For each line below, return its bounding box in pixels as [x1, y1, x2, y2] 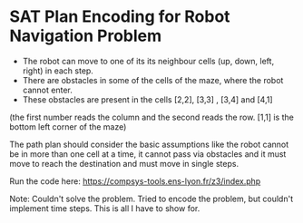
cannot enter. [22, 84, 73, 95]
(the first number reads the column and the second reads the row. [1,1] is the [9, 111, 295, 122]
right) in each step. [22, 65, 93, 76]
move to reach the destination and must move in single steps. [9, 158, 239, 169]
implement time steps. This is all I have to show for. [9, 202, 200, 214]
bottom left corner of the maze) [9, 121, 127, 132]
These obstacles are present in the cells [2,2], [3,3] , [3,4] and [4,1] [22, 93, 274, 105]
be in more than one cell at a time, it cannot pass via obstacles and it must [9, 148, 287, 160]
